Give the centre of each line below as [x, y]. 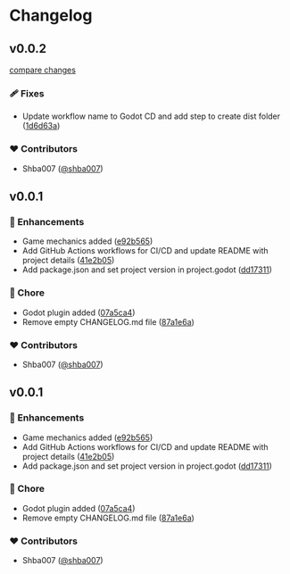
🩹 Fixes [27, 93]
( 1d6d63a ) [41, 126]
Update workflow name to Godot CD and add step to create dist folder [151, 116]
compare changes [42, 70]
